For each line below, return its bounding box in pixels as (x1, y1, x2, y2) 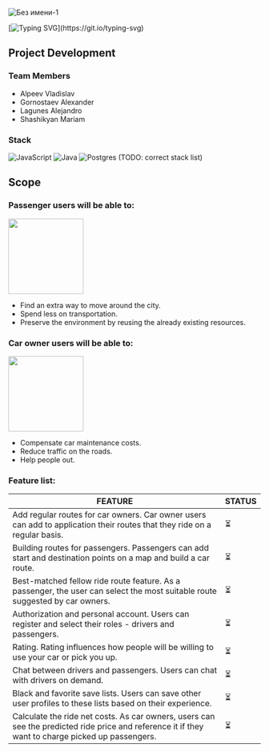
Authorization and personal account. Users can (12, 608, 190, 620)
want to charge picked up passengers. (12, 731, 157, 742)
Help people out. (19, 454, 75, 465)
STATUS (224, 496, 257, 507)
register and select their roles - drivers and (12, 619, 175, 630)
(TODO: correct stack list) (118, 152, 203, 162)
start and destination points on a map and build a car (12, 552, 211, 563)
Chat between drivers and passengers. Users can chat (12, 665, 218, 676)
